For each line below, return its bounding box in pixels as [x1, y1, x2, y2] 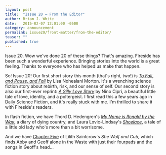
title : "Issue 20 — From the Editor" [5, 12, 85, 17]
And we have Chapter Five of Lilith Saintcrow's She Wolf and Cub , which [5, 133, 153, 139]
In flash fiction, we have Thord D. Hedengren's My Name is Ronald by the [5, 114, 155, 120]
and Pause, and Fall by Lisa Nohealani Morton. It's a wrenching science [5, 78, 152, 84]
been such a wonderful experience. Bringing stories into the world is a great [5, 58, 160, 64]
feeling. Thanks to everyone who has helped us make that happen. [5, 63, 141, 69]
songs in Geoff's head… [5, 144, 54, 150]
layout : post [5, 7, 32, 12]
